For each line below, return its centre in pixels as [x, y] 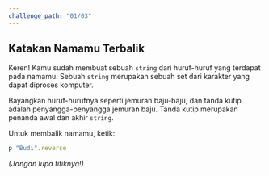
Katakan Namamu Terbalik [77, 49]
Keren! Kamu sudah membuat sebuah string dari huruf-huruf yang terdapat [134, 68]
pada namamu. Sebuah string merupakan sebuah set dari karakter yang [129, 77]
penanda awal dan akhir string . [61, 118]
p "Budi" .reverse [38, 149]
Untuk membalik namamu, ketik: [62, 133]
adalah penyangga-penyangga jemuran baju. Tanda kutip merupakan [123, 109]
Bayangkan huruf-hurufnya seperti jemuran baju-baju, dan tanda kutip [125, 101]
